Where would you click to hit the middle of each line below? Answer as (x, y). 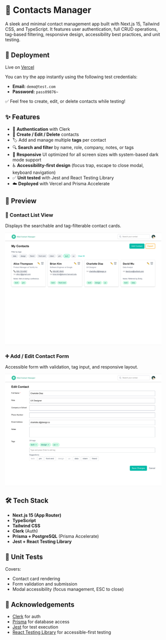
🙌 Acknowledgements (40, 605)
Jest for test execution (35, 627)
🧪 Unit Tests (24, 557)
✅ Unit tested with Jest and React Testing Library (63, 177)
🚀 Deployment (27, 55)
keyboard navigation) (34, 172)
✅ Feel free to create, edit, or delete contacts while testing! (65, 101)
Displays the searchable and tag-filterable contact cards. (63, 226)
